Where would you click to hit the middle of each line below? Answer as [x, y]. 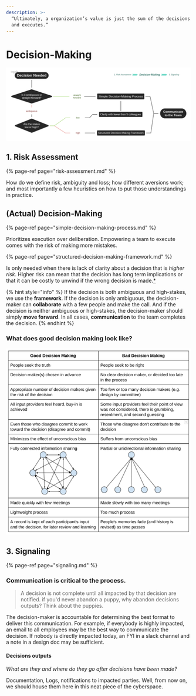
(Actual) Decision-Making [54, 214]
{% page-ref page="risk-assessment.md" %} [61, 171]
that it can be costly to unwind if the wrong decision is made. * [81, 281]
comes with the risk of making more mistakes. [62, 245]
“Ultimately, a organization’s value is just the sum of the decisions [101, 19]
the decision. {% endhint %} [40, 323]
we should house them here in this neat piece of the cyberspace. [85, 686]
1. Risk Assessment [42, 157]
